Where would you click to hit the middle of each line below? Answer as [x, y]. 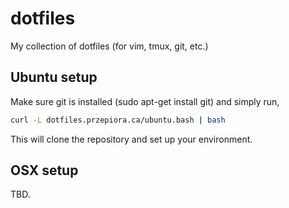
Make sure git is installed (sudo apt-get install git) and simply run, [145, 101]
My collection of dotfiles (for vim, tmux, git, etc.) [109, 46]
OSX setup [44, 170]
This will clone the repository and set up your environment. [131, 139]
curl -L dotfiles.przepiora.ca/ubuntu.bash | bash [118, 120]
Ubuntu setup [54, 77]
